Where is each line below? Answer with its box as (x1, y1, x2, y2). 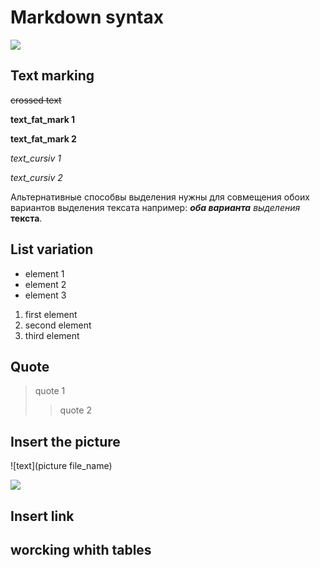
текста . (10, 212, 43, 224)
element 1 (24, 267, 65, 280)
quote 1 (34, 385, 66, 397)
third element (24, 329, 80, 341)
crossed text (10, 94, 62, 106)
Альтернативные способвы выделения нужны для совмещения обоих (10, 191, 310, 203)
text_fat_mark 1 (10, 113, 76, 125)
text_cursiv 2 (10, 171, 63, 183)
